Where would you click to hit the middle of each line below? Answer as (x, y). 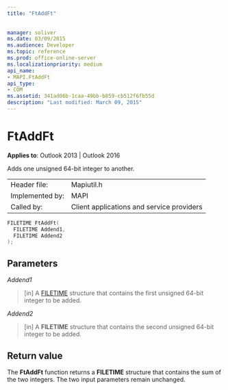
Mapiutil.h (87, 184)
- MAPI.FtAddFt (29, 77)
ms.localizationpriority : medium (55, 64)
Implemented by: (38, 196)
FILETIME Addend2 (38, 236)
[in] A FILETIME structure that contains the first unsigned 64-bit (114, 293)
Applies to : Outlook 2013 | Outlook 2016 (64, 155)
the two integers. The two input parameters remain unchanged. (97, 379)
